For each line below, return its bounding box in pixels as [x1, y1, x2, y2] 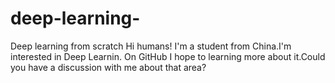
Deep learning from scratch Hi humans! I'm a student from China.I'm [10, 40, 292, 52]
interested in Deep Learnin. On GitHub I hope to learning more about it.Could [10, 50, 326, 62]
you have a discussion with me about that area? [10, 61, 207, 73]
